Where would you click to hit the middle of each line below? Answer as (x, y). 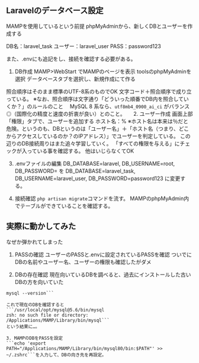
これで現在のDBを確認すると (35, 305)
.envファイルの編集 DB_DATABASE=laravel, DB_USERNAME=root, (95, 163)
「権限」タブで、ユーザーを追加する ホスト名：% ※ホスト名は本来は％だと (97, 121)
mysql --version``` (30, 293)
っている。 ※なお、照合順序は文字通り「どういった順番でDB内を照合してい (98, 99)
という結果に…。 (23, 326)
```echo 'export (26, 343)
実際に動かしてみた (41, 227)
